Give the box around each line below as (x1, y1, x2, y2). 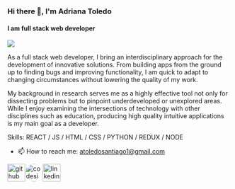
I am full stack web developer (7, 24, 96, 33)
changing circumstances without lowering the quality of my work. (7, 76, 198, 84)
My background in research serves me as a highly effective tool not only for (7, 89, 228, 98)
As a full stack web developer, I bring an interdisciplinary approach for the (7, 53, 223, 62)
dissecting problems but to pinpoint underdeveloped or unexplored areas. (7, 97, 222, 105)
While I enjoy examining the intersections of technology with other (7, 104, 200, 113)
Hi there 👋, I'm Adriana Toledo (7, 6, 112, 16)
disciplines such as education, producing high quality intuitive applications (7, 112, 224, 120)
